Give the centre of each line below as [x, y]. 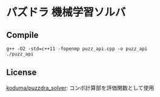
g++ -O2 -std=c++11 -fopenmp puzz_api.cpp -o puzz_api [77, 49]
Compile [22, 35]
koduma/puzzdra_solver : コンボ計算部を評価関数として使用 [80, 87]
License [22, 73]
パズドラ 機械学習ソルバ [66, 12]
